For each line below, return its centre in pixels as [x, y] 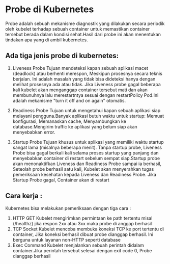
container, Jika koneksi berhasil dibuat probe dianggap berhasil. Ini [83, 234]
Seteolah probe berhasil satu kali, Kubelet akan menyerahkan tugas [83, 169]
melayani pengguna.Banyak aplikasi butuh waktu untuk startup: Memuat [88, 116]
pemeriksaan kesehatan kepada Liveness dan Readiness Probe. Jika [84, 174]
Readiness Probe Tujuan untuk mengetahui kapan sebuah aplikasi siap [87, 110]
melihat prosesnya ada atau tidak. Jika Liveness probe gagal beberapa [87, 84]
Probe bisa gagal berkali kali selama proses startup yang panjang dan [86, 153]
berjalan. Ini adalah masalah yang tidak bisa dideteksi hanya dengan [84, 79]
